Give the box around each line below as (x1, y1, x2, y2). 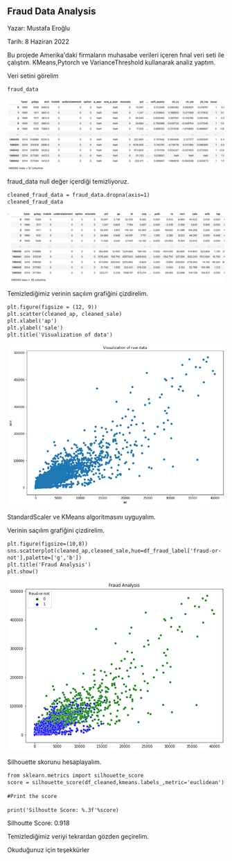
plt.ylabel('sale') (7, 325, 64, 332)
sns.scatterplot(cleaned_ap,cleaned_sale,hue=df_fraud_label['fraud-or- (7, 547, 222, 554)
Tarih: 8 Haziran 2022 (7, 37, 69, 46)
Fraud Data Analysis (7, 6, 96, 17)
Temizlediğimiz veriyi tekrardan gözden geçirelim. (7, 833, 149, 841)
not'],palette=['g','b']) (7, 554, 82, 561)
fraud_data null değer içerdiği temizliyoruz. (7, 177, 130, 186)
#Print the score (7, 793, 57, 800)
